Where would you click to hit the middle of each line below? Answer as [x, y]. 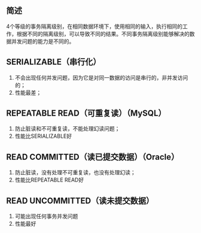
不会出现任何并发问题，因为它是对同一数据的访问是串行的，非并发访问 [101, 77]
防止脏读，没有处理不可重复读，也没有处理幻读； [75, 173]
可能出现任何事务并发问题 [46, 216]
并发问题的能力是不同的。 [43, 41]
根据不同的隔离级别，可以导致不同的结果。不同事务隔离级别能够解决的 [103, 34]
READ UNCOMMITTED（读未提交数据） [80, 200]
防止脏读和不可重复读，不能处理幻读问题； [67, 129]
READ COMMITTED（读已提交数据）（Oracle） [93, 157]
